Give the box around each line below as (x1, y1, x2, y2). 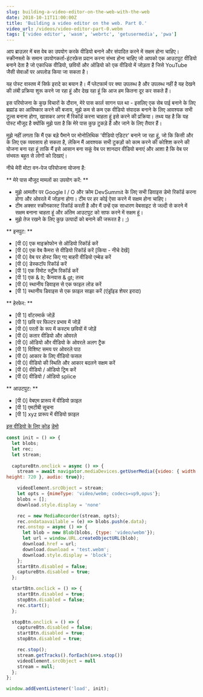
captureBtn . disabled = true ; (17, 569, 91, 575)
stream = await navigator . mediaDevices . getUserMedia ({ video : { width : (17, 468, 199, 475)
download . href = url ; (22, 541, 77, 547)
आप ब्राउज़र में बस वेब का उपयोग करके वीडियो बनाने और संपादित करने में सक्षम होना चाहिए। (6, 48, 179, 55)
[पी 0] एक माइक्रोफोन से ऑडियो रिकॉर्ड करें (14, 240, 98, 247)
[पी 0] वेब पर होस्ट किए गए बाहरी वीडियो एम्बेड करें (14, 253, 112, 261)
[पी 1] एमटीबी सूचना (14, 404, 54, 411)
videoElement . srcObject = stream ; (17, 485, 104, 491)
